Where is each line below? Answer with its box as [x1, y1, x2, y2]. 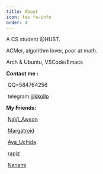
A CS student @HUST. [6, 36, 61, 43]
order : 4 [6, 19, 28, 25]
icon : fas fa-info [6, 14, 51, 20]
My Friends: [6, 104, 37, 111]
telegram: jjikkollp [7, 93, 49, 100]
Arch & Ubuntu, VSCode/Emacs [6, 58, 83, 65]
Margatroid [7, 127, 34, 134]
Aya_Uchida [7, 139, 37, 146]
